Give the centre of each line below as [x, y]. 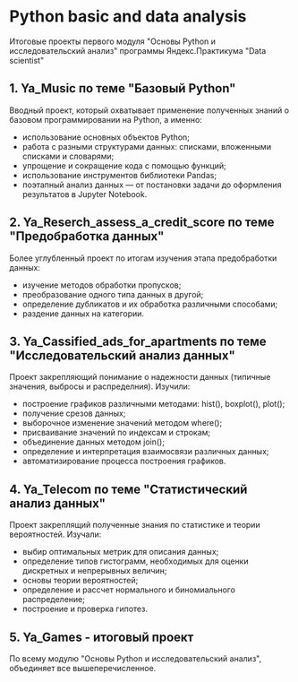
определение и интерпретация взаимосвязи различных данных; [146, 452]
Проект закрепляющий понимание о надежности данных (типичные [140, 377]
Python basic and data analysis [128, 17]
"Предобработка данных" [87, 236]
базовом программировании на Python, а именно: [106, 119]
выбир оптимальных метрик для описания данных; [120, 552]
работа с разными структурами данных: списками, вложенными [146, 146]
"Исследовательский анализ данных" [122, 355]
